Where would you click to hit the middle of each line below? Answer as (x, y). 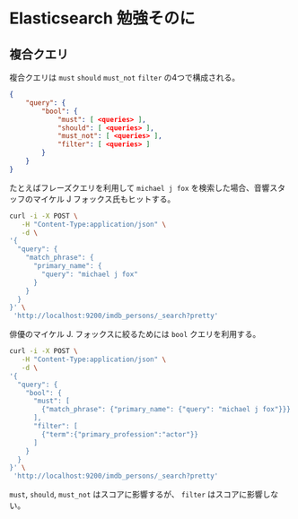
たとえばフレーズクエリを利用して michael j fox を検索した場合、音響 (140, 187)
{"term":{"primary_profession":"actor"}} (120, 434)
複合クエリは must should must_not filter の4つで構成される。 (125, 78)
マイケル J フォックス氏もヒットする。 (104, 199)
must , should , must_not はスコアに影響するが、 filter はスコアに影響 (136, 495)
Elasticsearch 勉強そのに (102, 18)
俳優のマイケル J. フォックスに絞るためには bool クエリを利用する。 (135, 334)
